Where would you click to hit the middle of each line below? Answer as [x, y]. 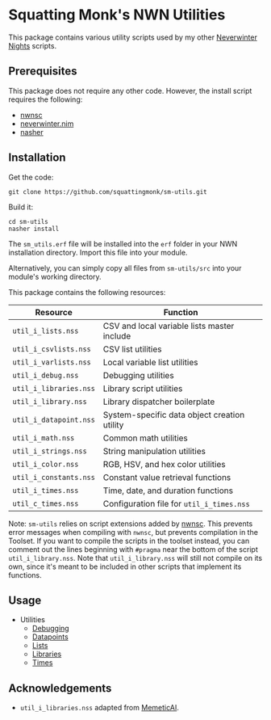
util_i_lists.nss [46, 331]
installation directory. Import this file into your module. [98, 252]
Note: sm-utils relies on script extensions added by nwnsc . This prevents [131, 524]
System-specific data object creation [174, 415]
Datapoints [50, 637]
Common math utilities [145, 438]
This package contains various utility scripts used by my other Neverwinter [133, 37]
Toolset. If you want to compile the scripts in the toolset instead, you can [129, 541]
